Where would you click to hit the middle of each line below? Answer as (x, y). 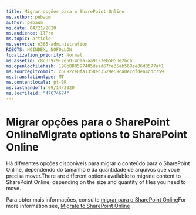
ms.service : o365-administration (47, 45)
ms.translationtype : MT (35, 77)
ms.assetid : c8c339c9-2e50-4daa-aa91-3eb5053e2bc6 (69, 60)
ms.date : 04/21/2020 (31, 28)
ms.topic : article (28, 39)
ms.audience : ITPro (30, 33)
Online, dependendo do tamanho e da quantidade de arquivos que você (93, 169)
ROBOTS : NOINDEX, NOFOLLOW (39, 50)
